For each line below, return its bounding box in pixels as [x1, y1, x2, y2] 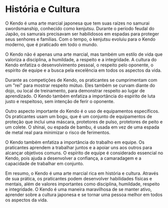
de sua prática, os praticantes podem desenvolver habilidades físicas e [5, 175, 152, 181]
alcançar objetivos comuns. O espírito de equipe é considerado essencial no [5, 150, 163, 156]
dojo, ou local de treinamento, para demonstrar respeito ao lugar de [5, 87, 145, 93]
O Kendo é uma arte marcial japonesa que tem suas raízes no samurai [5, 20, 149, 26]
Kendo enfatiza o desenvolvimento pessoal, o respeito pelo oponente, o [5, 62, 154, 68]
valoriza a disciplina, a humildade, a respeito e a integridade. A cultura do [5, 56, 157, 62]
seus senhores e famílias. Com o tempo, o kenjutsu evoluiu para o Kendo [5, 36, 155, 42]
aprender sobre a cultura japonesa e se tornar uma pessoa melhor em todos [5, 191, 163, 197]
